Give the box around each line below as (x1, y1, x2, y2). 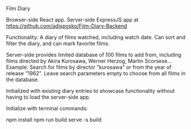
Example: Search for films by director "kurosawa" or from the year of (6, 64, 172, 71)
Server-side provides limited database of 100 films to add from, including (6, 51, 182, 58)
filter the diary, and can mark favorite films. (6, 40, 110, 47)
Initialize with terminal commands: (6, 105, 88, 111)
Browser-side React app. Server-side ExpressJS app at (6, 16, 139, 23)
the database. (6, 76, 40, 83)
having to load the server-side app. (6, 93, 91, 100)
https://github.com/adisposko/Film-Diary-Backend (6, 23, 127, 29)
